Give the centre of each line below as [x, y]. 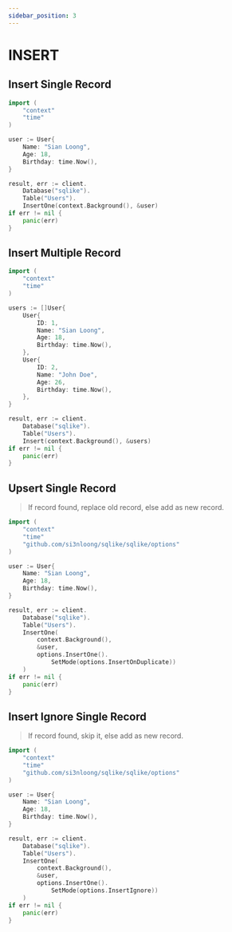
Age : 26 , [51, 382]
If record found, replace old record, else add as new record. [126, 507]
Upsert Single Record [63, 488]
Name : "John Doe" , [67, 375]
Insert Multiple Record [65, 253]
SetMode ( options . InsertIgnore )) [104, 891]
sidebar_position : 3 [43, 16]
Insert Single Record [60, 85]
